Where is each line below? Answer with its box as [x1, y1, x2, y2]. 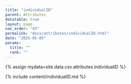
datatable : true [5, 17, 39, 22]
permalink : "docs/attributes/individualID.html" [5, 31, 109, 36]
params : [5, 40, 22, 46]
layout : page [5, 21, 33, 27]
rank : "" [10, 50, 28, 55]
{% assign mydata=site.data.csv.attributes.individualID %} [5, 64, 126, 70]
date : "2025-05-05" [5, 36, 46, 41]
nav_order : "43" [5, 26, 39, 31]
